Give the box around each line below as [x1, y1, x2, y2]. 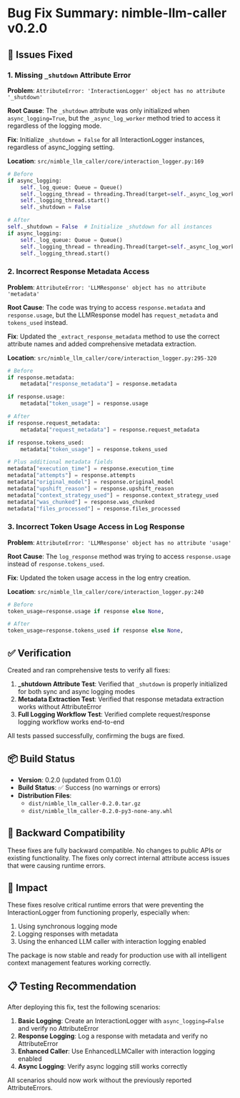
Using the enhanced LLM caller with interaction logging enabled [17, 937, 206, 946]
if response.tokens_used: [7, 439, 84, 446]
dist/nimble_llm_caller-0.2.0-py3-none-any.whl [28, 807, 173, 815]
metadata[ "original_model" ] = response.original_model [7, 478, 174, 486]
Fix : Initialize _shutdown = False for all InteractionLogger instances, [7, 135, 205, 143]
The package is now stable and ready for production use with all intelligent [7, 951, 227, 960]
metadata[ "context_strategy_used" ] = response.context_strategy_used [7, 491, 219, 499]
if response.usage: [7, 393, 66, 401]
